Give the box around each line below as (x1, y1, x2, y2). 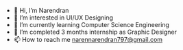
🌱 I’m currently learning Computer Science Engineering (13, 21, 170, 28)
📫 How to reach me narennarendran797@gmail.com (13, 36, 163, 43)
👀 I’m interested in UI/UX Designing (13, 14, 114, 22)
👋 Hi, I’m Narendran (13, 7, 69, 14)
